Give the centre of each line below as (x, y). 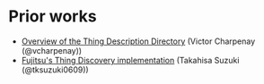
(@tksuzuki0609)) (55, 70)
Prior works (53, 17)
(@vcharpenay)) (52, 50)
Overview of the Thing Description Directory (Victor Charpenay (138, 41)
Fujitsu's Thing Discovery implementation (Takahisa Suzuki (130, 60)
